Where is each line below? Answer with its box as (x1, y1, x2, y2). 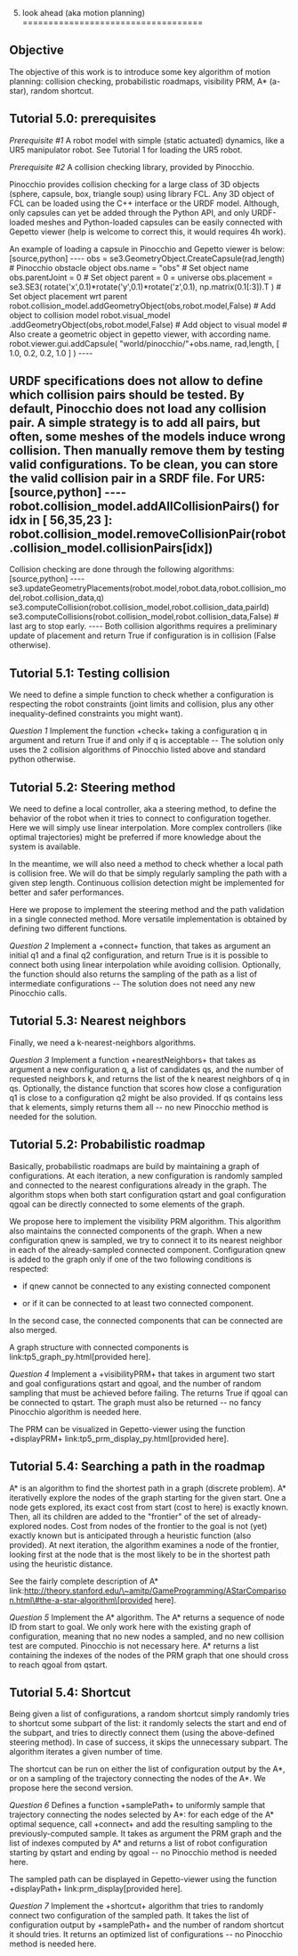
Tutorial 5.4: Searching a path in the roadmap (9, 1459, 265, 1474)
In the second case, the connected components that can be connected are (9, 1314, 283, 1326)
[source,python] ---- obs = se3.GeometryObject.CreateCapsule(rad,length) (9, 253, 286, 264)
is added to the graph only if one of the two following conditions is (9, 1254, 252, 1264)
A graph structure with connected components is (9, 1341, 189, 1353)
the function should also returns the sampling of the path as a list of (9, 969, 258, 979)
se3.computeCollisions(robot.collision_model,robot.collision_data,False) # (9, 611, 279, 622)
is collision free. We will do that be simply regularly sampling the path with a (9, 868, 287, 879)
